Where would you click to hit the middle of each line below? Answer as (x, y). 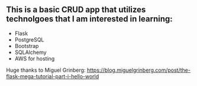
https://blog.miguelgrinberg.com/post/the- (139, 70)
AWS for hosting (35, 58)
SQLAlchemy (30, 52)
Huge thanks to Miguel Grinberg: (46, 70)
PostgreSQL (29, 39)
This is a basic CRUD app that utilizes (76, 10)
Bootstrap (27, 46)
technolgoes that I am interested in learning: (89, 19)
